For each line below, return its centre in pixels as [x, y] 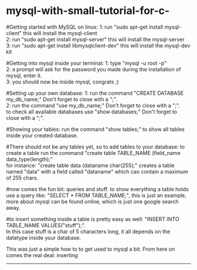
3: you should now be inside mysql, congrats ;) [62, 82]
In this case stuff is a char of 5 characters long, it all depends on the [88, 231]
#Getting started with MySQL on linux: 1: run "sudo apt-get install [84, 27]
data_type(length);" [30, 159]
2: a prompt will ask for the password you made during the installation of [94, 69]
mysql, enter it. [24, 75]
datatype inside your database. [44, 237]
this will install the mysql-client [60, 33]
